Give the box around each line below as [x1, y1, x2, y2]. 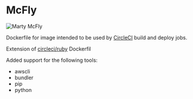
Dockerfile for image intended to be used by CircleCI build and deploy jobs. [6, 34, 188, 41]
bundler [14, 74, 34, 81]
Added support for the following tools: [6, 56, 98, 63]
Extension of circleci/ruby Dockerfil [6, 45, 91, 52]
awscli [14, 68, 30, 75]
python [14, 86, 32, 93]
